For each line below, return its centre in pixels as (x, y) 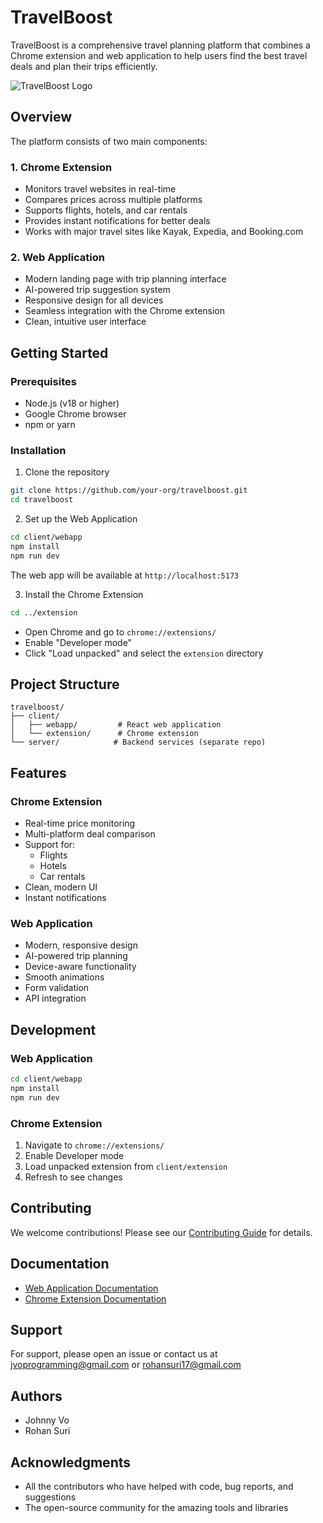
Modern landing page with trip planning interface (125, 279)
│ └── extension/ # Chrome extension (104, 734)
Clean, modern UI (61, 887)
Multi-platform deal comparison (90, 834)
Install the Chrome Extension (84, 594)
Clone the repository (67, 472)
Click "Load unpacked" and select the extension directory (144, 653)
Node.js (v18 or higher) (72, 403)
